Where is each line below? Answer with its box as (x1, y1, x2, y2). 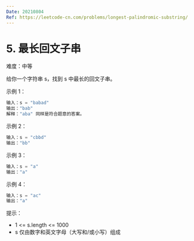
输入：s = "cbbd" (6, 135, 47, 141)
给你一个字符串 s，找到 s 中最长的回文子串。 (6, 75, 116, 82)
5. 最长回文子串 (6, 42, 81, 55)
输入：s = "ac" (6, 192, 41, 199)
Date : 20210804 (6, 8, 44, 15)
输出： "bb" (6, 140, 31, 146)
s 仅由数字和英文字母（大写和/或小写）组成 (14, 228, 121, 236)
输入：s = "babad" (6, 100, 50, 106)
